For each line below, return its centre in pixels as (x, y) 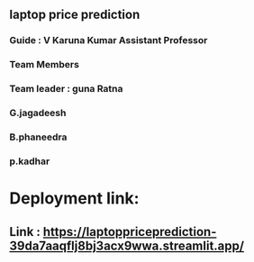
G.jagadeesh (38, 113)
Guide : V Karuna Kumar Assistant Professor (109, 41)
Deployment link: (74, 199)
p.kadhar (30, 161)
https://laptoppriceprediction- (130, 232)
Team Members (44, 65)
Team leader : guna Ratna (66, 89)
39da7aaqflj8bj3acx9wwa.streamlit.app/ (127, 245)
